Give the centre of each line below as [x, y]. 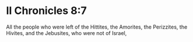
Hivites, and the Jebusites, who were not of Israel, [66, 33]
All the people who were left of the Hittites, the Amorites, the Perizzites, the [97, 27]
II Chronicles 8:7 [46, 11]
